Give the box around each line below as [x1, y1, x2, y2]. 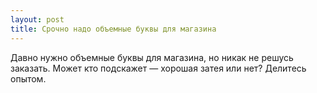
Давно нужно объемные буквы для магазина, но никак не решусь [10, 51, 294, 63]
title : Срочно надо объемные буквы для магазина [10, 24, 217, 34]
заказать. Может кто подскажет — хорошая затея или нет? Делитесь [10, 62, 307, 74]
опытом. [10, 72, 47, 85]
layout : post [10, 14, 65, 25]
